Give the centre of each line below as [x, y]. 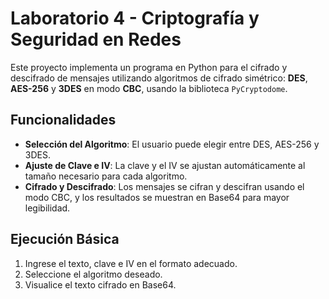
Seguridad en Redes [96, 39]
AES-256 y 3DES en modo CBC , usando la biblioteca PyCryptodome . [149, 88]
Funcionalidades [63, 120]
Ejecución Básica [65, 239]
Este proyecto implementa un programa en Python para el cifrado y [149, 67]
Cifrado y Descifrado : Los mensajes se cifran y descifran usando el [164, 186]
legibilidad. [47, 208]
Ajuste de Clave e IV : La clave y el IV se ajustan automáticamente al [165, 165]
